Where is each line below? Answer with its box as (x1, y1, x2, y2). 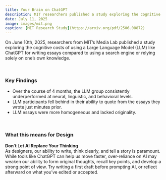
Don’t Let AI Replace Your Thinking (5, 142, 78, 149)
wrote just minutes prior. (12, 104, 62, 110)
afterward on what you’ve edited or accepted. (5, 169, 99, 175)
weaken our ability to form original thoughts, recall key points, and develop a (5, 158, 162, 164)
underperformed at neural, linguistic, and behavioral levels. (12, 94, 133, 100)
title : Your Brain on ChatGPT (5, 7, 68, 12)
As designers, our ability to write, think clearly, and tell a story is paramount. (5, 148, 161, 154)
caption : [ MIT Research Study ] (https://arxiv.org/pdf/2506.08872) (5, 26, 145, 31)
